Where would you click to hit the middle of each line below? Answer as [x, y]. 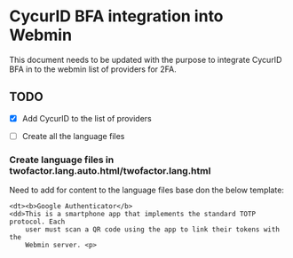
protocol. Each [37, 222]
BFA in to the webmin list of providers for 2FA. [93, 69]
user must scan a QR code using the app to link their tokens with [152, 230]
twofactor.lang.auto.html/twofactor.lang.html [110, 170]
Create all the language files [73, 136]
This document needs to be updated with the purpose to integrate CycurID [146, 59]
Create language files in [62, 160]
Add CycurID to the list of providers [87, 118]
